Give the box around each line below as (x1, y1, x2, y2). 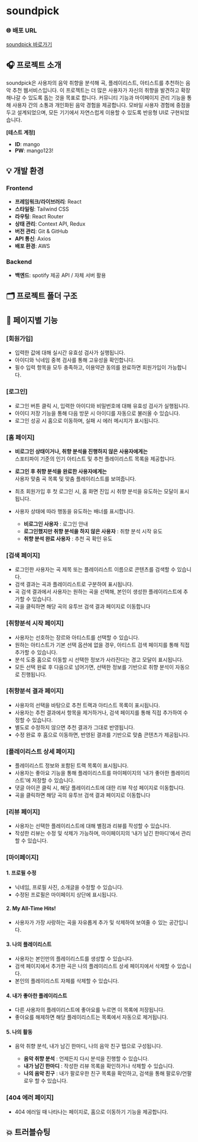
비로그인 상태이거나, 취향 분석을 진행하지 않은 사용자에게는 (14, 448, 148, 455)
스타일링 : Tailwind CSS (14, 205, 69, 213)
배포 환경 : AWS (14, 242, 50, 249)
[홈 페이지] (6, 433, 35, 442)
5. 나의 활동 (6, 1028, 33, 1035)
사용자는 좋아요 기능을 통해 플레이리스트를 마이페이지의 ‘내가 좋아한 (14, 770, 170, 777)
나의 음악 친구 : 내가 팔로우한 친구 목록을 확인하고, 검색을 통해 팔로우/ (23, 1070, 183, 1077)
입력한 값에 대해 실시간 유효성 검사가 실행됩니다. (14, 349, 125, 356)
